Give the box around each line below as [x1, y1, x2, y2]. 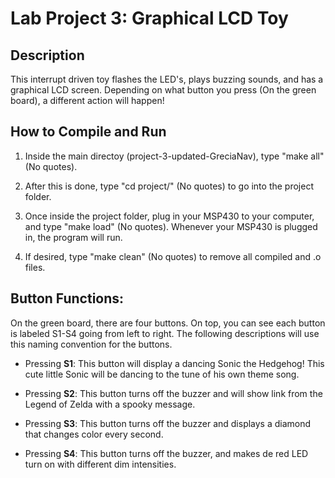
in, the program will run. [24, 231, 123, 243]
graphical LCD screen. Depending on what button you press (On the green [10, 84, 317, 96]
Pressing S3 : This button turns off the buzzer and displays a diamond [24, 417, 312, 429]
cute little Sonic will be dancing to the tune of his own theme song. [24, 368, 300, 380]
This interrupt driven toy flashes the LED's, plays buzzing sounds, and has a [10, 73, 324, 85]
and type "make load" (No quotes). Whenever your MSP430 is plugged [24, 220, 318, 232]
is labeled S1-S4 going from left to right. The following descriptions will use [10, 327, 320, 339]
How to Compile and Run [10, 123, 167, 141]
